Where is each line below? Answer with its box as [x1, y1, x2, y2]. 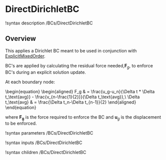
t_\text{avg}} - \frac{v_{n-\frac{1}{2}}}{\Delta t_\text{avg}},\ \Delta [5, 94, 140, 100]
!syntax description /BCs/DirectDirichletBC [5, 20, 93, 26]
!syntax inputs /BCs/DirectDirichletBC [5, 140, 82, 146]
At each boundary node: [5, 79, 55, 85]
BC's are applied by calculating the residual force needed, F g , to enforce [5, 62, 153, 70]
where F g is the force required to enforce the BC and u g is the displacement [5, 114, 161, 121]
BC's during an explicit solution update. [5, 69, 86, 75]
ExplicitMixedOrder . [5, 53, 46, 59]
